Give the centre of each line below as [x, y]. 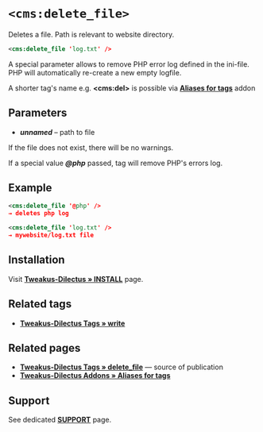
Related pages [44, 348]
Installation [37, 260]
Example [30, 188]
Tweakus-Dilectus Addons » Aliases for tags [95, 376]
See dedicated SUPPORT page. [60, 420]
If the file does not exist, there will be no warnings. [91, 147]
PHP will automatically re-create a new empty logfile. [95, 72]
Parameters [38, 113]
